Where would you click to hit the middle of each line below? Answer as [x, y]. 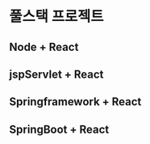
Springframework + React [75, 102]
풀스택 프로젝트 [56, 17]
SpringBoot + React [59, 129]
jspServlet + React [56, 74]
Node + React [44, 47]
